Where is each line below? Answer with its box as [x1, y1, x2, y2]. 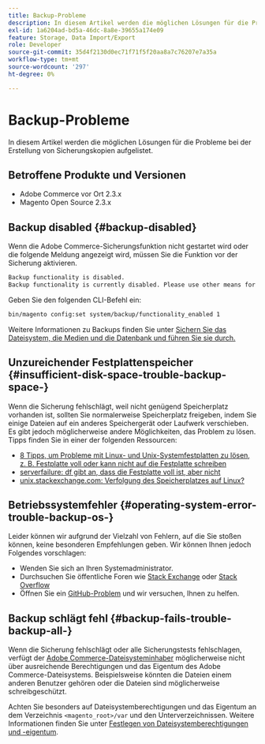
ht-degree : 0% [8, 70, 55, 78]
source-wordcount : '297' [8, 63, 90, 71]
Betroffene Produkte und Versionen [8, 168, 187, 181]
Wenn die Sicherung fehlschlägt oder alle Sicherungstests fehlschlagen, [8, 645, 242, 655]
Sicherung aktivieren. [8, 258, 77, 268]
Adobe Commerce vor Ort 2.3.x [19, 189, 122, 199]
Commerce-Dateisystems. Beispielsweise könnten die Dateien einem [8, 670, 232, 679]
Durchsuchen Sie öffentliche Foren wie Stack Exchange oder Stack [19, 572, 238, 581]
